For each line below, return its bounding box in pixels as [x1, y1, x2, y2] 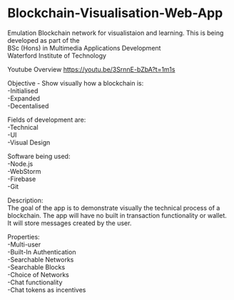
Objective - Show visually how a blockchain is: [7, 78, 144, 87]
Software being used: [7, 152, 71, 160]
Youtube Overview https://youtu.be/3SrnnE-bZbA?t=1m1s [7, 65, 175, 73]
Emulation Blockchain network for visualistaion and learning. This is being [7, 29, 224, 37]
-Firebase [7, 175, 36, 183]
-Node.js [7, 159, 34, 168]
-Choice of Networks [7, 270, 69, 279]
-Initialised [7, 86, 39, 95]
